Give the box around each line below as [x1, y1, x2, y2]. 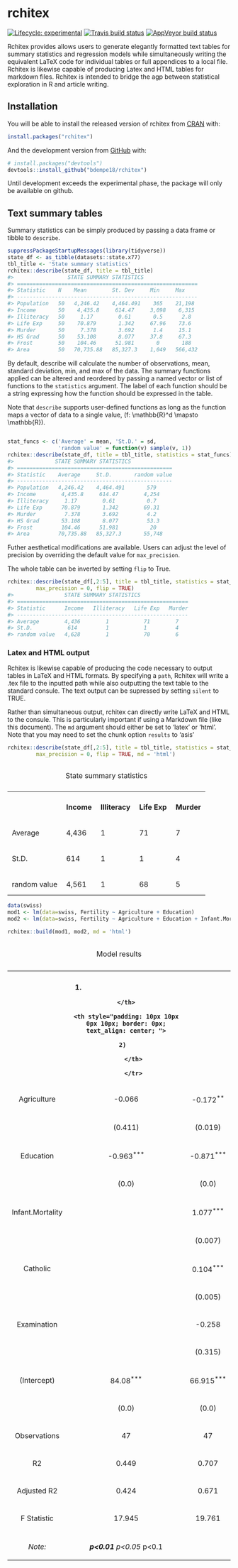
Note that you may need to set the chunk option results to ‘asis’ [7, 730, 195, 739]
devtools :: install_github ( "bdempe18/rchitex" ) [7, 166, 147, 173]
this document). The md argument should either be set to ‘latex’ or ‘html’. [7, 723, 217, 732]
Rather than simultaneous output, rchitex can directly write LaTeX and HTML [7, 708, 230, 716]
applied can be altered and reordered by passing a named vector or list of [7, 374, 223, 383]
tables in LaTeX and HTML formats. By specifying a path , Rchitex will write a [7, 671, 229, 680]
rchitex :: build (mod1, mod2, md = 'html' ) [7, 928, 132, 935]
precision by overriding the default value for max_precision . [7, 551, 181, 559]
